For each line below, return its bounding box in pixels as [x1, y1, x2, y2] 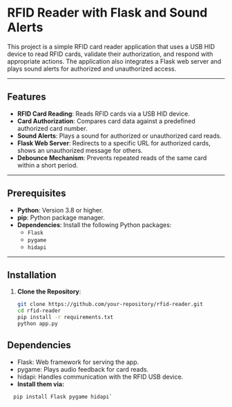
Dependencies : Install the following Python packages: [17, 220, 172, 229]
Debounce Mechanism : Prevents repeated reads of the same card [17, 154, 207, 162]
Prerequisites [7, 188, 66, 199]
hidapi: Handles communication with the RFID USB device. [17, 372, 184, 381]
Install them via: [17, 379, 64, 388]
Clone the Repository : [17, 287, 81, 296]
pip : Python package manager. [17, 213, 105, 221]
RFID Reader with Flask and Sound [7, 5, 208, 21]
